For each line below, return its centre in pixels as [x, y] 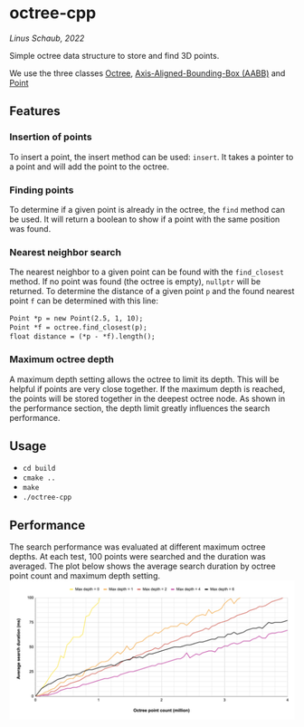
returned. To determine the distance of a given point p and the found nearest [152, 292]
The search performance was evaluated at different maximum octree [138, 547]
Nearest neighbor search [66, 252]
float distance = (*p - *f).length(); [82, 337]
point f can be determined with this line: [84, 301]
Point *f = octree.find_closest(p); [78, 328]
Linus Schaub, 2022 [47, 38]
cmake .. [39, 478]
